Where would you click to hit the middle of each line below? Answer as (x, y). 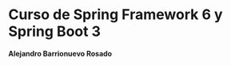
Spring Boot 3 (55, 31)
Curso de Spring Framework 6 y (115, 15)
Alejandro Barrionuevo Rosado (60, 53)
